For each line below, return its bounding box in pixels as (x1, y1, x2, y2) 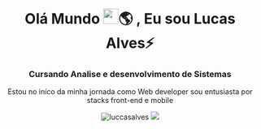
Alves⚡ (106, 34, 154, 53)
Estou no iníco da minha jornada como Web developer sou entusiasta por (7, 87, 253, 97)
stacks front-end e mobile (86, 96, 174, 105)
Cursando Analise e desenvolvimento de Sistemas (28, 69, 232, 80)
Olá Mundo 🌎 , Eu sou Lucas (24, 10, 236, 28)
